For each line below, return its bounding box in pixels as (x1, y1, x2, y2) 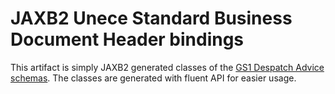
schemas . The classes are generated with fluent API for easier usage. (10, 72, 297, 84)
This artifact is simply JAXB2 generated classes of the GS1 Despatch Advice (10, 61, 325, 73)
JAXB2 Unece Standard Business (10, 7, 293, 30)
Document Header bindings (10, 28, 245, 51)
